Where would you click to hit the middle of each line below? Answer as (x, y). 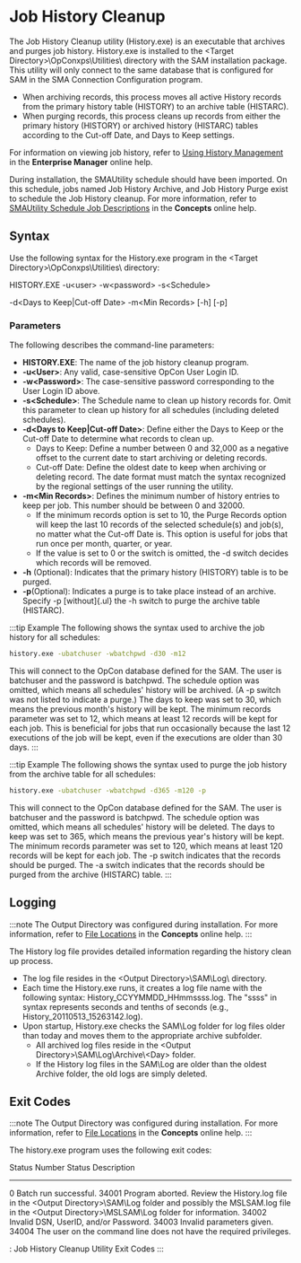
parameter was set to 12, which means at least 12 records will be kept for (143, 718)
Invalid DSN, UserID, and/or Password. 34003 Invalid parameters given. (142, 1222)
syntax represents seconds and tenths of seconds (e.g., (125, 1006)
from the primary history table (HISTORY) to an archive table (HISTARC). (155, 106)
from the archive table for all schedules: (83, 774)
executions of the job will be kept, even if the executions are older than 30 (146, 737)
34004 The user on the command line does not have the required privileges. (150, 1232)
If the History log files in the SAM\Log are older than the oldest (151, 1064)
